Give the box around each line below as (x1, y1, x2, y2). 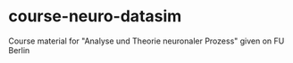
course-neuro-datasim (8, 6, 182, 27)
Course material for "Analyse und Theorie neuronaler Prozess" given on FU (8, 35, 285, 46)
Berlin (8, 44, 30, 55)
